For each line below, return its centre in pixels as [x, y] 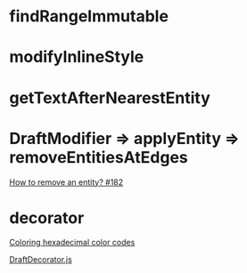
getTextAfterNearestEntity [110, 97]
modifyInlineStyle [77, 57]
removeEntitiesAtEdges [99, 157]
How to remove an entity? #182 [66, 182]
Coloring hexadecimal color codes [72, 243]
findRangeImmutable [89, 16]
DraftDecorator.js [41, 260]
